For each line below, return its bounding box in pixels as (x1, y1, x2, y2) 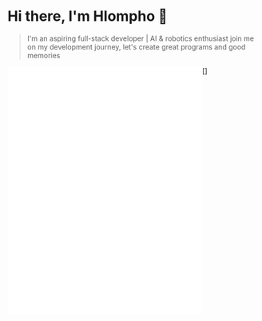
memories (26, 50, 61, 60)
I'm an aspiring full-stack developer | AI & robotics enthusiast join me (26, 34, 255, 43)
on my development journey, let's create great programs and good (26, 42, 246, 51)
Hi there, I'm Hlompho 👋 (7, 7, 169, 26)
